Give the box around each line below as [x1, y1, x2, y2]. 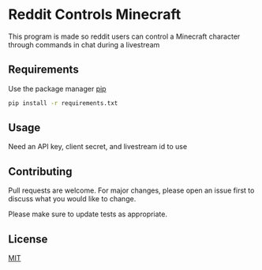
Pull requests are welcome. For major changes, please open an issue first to [8, 186, 255, 195]
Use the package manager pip [8, 84, 107, 93]
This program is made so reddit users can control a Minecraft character [8, 32, 241, 41]
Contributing [8, 164, 73, 178]
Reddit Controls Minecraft [8, 6, 182, 24]
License [8, 232, 48, 246]
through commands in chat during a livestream [8, 39, 160, 49]
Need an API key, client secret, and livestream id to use [8, 142, 188, 152]
